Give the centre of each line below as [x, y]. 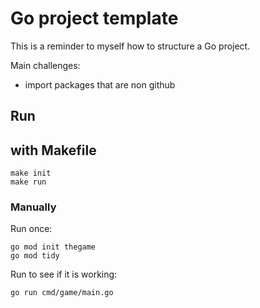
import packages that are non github [100, 84]
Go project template [94, 18]
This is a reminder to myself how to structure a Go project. [130, 46]
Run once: [31, 229]
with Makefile [53, 150]
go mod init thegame [53, 247]
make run [28, 182]
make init [31, 173]
